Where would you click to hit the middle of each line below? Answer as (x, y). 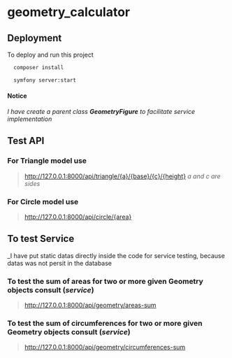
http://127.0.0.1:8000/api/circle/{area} (78, 217)
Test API (26, 141)
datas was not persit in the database (60, 263)
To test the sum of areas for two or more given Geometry (106, 281)
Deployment (35, 38)
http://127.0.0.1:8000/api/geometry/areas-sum (90, 306)
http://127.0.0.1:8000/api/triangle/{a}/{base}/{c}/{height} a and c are (123, 176)
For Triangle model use (47, 161)
